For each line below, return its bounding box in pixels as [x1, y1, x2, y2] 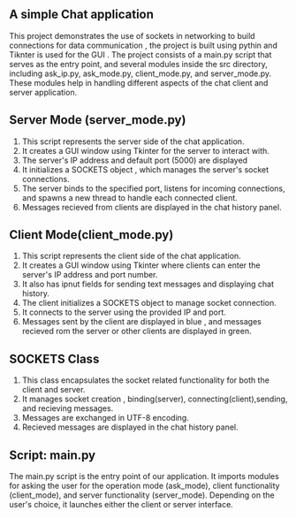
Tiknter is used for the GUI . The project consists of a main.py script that [9, 49, 272, 60]
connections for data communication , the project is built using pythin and [9, 40, 278, 50]
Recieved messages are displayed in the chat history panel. [21, 422, 239, 432]
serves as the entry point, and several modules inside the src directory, [9, 58, 268, 69]
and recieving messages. [21, 403, 114, 414]
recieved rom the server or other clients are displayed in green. [21, 326, 252, 337]
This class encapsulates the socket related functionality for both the [21, 375, 269, 385]
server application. [9, 87, 78, 97]
